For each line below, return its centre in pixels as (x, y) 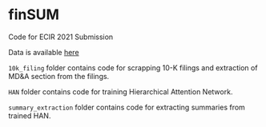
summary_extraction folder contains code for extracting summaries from (127, 107)
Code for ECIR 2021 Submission (61, 37)
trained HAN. (30, 115)
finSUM (34, 15)
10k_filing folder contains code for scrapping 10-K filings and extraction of (133, 67)
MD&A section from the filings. (59, 76)
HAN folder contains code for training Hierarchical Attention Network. (121, 91)
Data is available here (44, 52)
